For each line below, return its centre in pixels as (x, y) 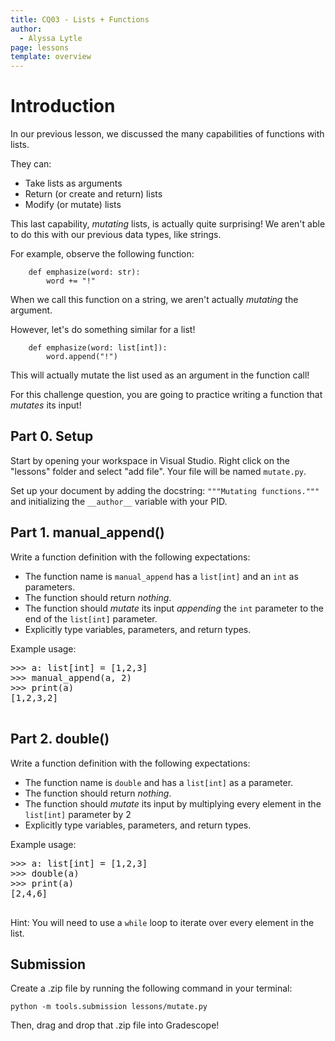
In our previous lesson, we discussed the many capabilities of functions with (167, 134)
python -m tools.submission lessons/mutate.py (109, 1007)
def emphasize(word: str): (84, 272)
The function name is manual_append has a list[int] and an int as (161, 576)
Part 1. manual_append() (87, 532)
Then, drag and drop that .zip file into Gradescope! (115, 1025)
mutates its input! (46, 405)
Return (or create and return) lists (93, 194)
